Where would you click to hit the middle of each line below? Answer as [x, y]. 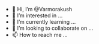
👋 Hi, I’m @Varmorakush [42, 9]
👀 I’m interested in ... [37, 15]
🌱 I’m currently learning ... [44, 22]
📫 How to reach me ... [40, 35]
